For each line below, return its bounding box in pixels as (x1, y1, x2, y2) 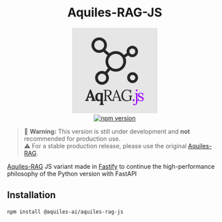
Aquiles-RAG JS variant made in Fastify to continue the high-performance (7, 162, 215, 170)
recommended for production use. (23, 135, 121, 143)
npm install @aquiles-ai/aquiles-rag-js (7, 208, 124, 215)
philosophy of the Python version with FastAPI (7, 169, 137, 178)
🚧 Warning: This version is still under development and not (23, 127, 190, 135)
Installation (7, 189, 56, 201)
